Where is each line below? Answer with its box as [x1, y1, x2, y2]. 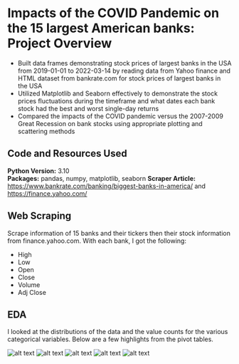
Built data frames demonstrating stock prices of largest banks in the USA [17, 58, 232, 67]
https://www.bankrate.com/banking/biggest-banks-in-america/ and [7, 182, 206, 190]
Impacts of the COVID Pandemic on [7, 5, 219, 21]
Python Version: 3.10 [7, 166, 70, 175]
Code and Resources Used [7, 147, 127, 160]
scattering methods [17, 127, 75, 135]
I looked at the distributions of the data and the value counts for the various [7, 328, 228, 336]
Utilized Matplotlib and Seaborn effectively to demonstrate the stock [17, 89, 218, 98]
